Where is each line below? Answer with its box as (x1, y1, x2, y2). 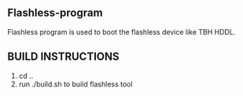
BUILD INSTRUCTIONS (7, 50, 120, 64)
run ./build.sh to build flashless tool (18, 79, 133, 89)
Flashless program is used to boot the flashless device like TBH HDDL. (7, 27, 236, 36)
